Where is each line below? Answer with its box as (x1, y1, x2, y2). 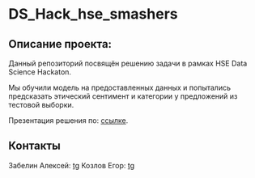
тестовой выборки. (8, 100, 74, 109)
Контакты (8, 139, 61, 153)
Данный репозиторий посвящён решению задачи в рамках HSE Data (8, 58, 248, 68)
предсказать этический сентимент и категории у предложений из (8, 91, 238, 101)
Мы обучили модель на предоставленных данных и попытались (8, 83, 231, 92)
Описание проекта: (8, 37, 112, 51)
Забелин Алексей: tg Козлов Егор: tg (8, 160, 135, 170)
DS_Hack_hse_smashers (8, 5, 178, 23)
